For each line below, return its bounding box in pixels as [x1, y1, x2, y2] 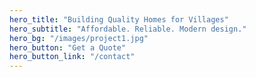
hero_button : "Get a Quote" [9, 42, 127, 53]
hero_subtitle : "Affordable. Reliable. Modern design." [9, 24, 247, 34]
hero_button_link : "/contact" [9, 52, 136, 62]
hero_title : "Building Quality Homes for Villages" [9, 14, 229, 25]
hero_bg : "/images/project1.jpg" [9, 33, 149, 43]
